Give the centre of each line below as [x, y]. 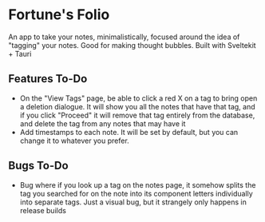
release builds [43, 210]
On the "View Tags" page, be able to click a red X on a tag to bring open [138, 98]
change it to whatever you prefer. [74, 141]
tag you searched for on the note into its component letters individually [136, 193]
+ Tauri [20, 54]
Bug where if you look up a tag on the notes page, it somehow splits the [138, 184]
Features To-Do [48, 79]
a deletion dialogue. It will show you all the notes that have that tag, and [137, 106]
